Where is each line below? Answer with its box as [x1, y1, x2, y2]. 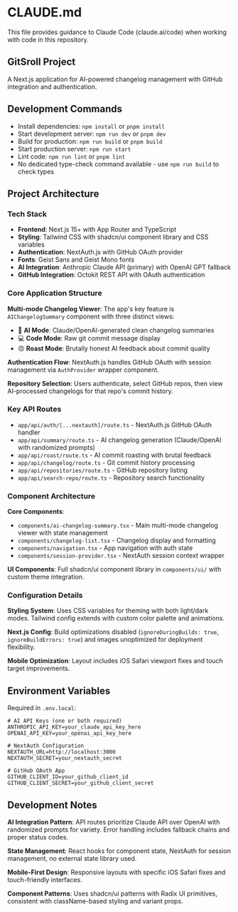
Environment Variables [7, 685, 111, 697]
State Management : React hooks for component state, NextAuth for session [7, 847, 231, 855]
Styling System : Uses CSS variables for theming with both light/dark [7, 606, 209, 615]
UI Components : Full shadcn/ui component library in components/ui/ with [7, 565, 222, 574]
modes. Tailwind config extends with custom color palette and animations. [7, 614, 225, 623]
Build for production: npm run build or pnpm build [17, 136, 163, 146]
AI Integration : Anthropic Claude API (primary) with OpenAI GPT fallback [17, 263, 231, 272]
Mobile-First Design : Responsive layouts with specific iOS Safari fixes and [7, 868, 226, 876]
